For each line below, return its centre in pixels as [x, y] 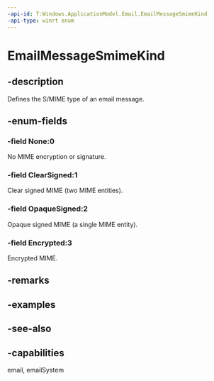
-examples [32, 305]
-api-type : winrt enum [41, 21]
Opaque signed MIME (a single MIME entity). [73, 224]
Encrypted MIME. [33, 258]
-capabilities [36, 353]
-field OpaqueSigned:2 [48, 209]
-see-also [29, 329]
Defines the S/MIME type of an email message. [76, 99]
